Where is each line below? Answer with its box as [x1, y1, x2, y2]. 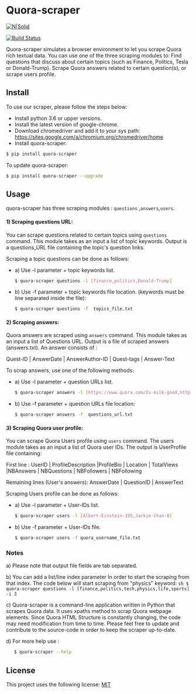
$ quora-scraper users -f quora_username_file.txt [14, 535, 141, 541]
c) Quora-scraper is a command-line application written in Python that [6, 601, 176, 608]
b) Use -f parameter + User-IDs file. [14, 524, 101, 531]
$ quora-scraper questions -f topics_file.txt [14, 306, 133, 312]
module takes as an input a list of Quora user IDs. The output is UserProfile [6, 444, 187, 451]
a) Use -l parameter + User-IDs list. [14, 501, 99, 508]
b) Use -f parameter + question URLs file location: [14, 400, 136, 407]
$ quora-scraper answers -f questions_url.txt [14, 412, 133, 417]
